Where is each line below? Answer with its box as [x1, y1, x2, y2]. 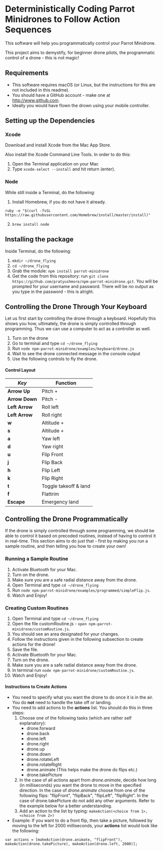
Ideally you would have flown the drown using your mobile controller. [12, 102, 150, 108]
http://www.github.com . [12, 97, 60, 103]
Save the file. [12, 646, 39, 652]
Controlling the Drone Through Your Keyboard [5, 303, 147, 311]
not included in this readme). [12, 87, 69, 93]
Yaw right [41, 443, 64, 450]
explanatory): [19, 720, 46, 726]
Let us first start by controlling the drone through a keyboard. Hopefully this [5, 315, 156, 322]
